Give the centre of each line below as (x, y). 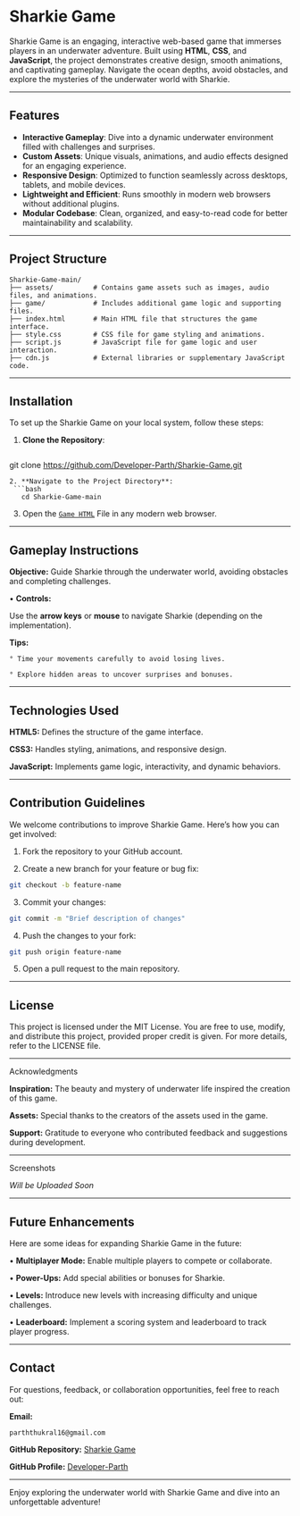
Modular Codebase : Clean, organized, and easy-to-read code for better (155, 213)
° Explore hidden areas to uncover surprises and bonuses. (121, 675)
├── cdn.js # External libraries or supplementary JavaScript (147, 358)
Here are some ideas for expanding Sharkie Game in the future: (126, 1244)
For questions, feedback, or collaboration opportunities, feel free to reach (144, 1389)
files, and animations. (54, 295)
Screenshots (33, 1168)
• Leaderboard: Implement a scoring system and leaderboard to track (138, 1322)
